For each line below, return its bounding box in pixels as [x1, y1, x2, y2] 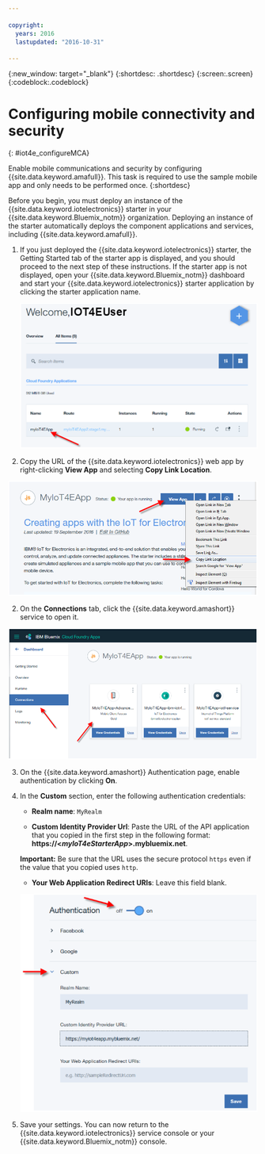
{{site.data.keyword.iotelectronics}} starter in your [8, 205, 172, 214]
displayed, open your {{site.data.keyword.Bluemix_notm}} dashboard [19, 270, 245, 280]
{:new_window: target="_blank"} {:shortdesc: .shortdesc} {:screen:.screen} [8, 69, 254, 79]
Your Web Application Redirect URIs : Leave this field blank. [31, 877, 227, 888]
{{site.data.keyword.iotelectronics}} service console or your [19, 1128, 215, 1137]
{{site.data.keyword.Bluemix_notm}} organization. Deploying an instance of [8, 213, 253, 222]
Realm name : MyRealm [31, 806, 103, 816]
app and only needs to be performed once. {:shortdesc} [8, 181, 191, 190]
